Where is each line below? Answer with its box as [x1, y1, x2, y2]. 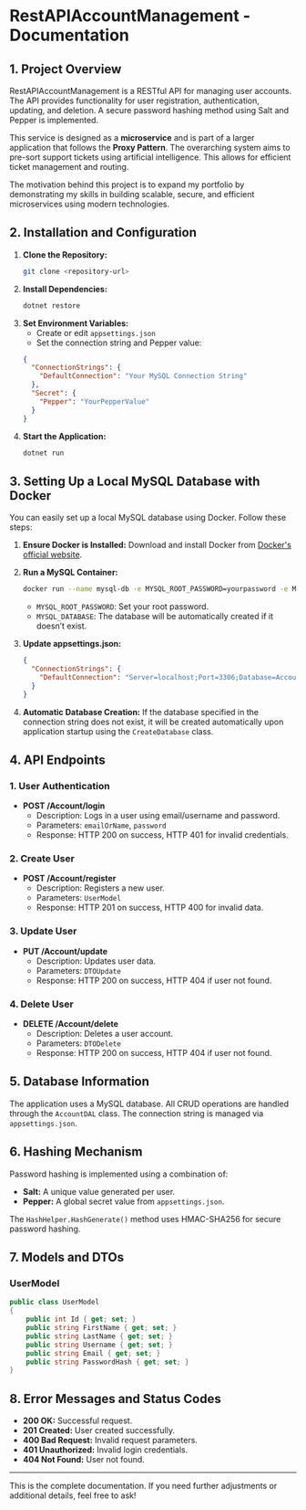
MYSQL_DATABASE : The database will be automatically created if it [36, 611, 273, 622]
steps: [9, 522, 33, 533]
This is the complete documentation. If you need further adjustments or [9, 1481, 278, 1492]
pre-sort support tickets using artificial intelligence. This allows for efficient [9, 152, 291, 163]
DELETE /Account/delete [22, 1019, 118, 1030]
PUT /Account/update [22, 945, 107, 956]
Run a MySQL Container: [22, 567, 118, 578]
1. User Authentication [9, 779, 111, 792]
